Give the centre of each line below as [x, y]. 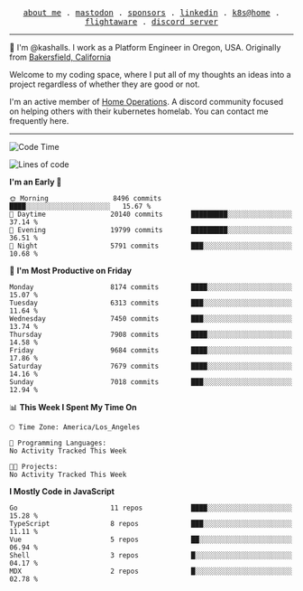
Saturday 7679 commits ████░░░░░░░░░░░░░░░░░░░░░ [151, 366]
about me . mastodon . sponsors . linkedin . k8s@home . [151, 13]
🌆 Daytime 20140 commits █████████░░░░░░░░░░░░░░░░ [151, 214]
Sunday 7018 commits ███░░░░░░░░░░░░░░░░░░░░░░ [151, 382]
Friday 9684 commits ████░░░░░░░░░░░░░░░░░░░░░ [151, 351]
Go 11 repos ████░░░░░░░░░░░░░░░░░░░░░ [151, 508]
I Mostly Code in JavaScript [62, 491]
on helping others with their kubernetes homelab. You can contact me [139, 111]
